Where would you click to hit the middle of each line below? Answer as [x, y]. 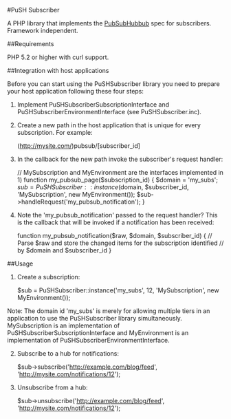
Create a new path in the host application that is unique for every [109, 125]
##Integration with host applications [58, 71]
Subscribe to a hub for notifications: [68, 353]
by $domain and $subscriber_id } [64, 250]
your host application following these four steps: [76, 91]
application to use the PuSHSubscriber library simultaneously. [95, 318]
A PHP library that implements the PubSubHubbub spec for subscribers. [109, 23]
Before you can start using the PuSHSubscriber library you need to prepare [113, 84]
